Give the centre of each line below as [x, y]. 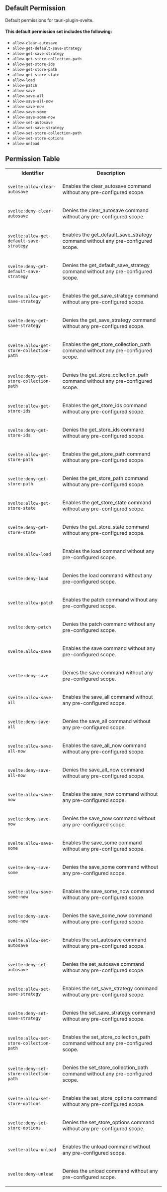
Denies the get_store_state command [106, 527]
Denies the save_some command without [110, 867]
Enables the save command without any [109, 648]
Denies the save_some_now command [107, 915]
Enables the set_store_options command [110, 1098]
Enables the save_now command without [110, 794]
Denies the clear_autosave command [106, 210]
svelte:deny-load [28, 578]
